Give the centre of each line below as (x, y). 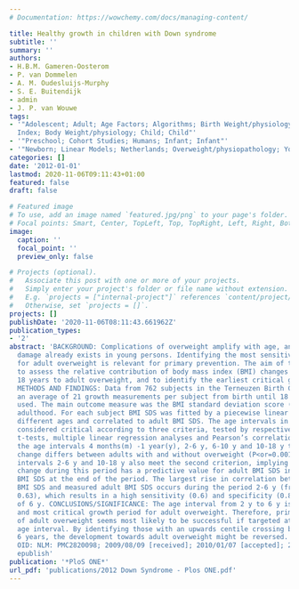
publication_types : (45, 330)
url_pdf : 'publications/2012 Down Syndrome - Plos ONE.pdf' (123, 570)
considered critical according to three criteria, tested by (133, 430)
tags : (19, 117)
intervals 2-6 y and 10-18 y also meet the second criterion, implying (153, 463)
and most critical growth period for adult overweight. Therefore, (145, 512)
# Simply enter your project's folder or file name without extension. (149, 289)
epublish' (35, 554)
